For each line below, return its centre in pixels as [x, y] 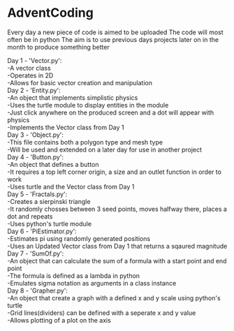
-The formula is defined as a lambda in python [74, 275]
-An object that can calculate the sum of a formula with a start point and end [117, 260]
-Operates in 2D [30, 75]
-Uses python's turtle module [50, 223]
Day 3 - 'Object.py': [36, 135]
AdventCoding [51, 13]
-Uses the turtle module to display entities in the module [88, 105]
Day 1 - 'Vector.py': [35, 60]
